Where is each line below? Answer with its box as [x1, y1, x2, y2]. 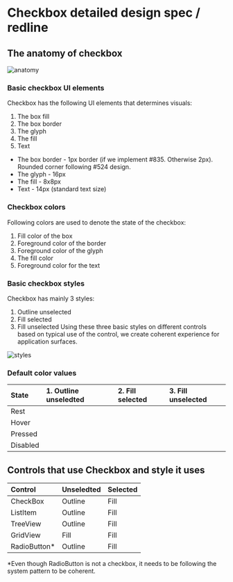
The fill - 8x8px [17, 177, 61, 186]
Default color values [7, 368, 77, 378]
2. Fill [117, 386, 137, 396]
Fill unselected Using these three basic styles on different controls [17, 322, 207, 331]
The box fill [17, 113, 50, 121]
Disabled [10, 440, 40, 450]
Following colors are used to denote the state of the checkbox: [7, 218, 186, 227]
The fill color [17, 254, 53, 262]
